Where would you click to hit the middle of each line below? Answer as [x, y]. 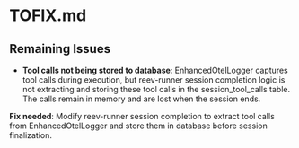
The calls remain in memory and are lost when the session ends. [141, 99]
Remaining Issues [60, 49]
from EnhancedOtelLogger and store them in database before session [138, 126]
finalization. [31, 135]
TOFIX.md [48, 16]
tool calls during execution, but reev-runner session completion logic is [154, 80]
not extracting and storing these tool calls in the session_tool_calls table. [156, 89]
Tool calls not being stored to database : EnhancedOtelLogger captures [155, 70]
